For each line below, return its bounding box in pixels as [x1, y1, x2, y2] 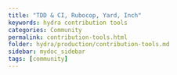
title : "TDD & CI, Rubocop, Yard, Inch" [8, 11, 143, 20]
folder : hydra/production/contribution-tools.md [8, 41, 170, 48]
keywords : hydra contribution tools [8, 19, 128, 27]
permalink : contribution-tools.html [8, 33, 128, 41]
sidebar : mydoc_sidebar [8, 48, 86, 55]
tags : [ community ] [8, 55, 68, 63]
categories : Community [8, 26, 82, 34]
